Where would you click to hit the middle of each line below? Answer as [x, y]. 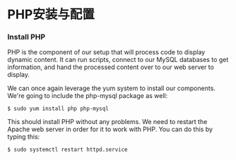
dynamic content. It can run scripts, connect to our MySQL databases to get [118, 60]
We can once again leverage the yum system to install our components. [111, 88]
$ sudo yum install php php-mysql [58, 109]
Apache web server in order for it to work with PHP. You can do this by [110, 129]
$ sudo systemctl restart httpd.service [68, 150]
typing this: [24, 137]
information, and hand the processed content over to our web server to [111, 67]
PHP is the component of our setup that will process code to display [106, 52]
